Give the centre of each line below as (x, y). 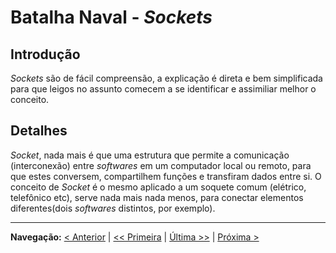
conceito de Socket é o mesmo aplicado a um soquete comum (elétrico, (158, 187)
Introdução (45, 54)
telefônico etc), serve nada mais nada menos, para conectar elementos (157, 197)
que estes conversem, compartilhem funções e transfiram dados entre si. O (166, 176)
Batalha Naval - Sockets (111, 17)
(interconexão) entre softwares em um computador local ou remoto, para (161, 165)
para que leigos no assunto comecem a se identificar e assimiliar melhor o (163, 89)
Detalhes (39, 131)
